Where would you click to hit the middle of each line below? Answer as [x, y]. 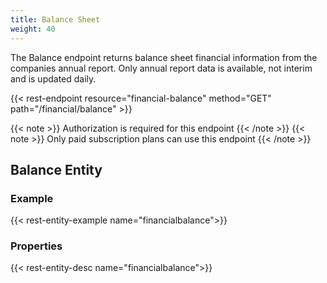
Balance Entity [56, 169]
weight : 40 [33, 29]
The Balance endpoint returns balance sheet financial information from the [164, 57]
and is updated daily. [53, 78]
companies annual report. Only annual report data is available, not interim [161, 68]
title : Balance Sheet [55, 19]
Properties [36, 246]
